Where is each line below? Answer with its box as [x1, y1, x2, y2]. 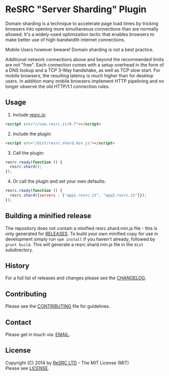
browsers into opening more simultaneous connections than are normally [5, 25, 159, 32]
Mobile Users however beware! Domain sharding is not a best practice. [5, 46, 154, 52]
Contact [5, 318, 32, 327]
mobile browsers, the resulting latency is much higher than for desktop [5, 72, 154, 78]
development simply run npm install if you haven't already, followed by [5, 236, 155, 242]
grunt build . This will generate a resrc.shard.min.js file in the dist [5, 241, 144, 247]
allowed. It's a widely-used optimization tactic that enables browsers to [5, 31, 155, 37]
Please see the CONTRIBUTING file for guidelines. [5, 303, 110, 309]
